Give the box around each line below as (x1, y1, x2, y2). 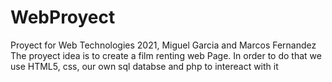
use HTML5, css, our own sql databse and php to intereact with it (10, 60, 279, 72)
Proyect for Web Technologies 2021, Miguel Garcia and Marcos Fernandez (10, 39, 317, 51)
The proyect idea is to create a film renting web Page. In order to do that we (10, 49, 322, 61)
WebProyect (10, 6, 116, 29)
